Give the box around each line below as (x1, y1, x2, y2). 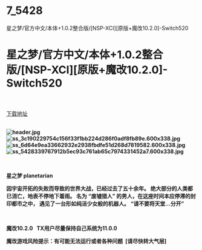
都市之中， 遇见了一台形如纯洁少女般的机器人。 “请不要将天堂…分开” (11, 200, 184, 207)
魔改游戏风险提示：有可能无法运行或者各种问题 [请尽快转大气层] (6, 237, 167, 245)
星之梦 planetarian (6, 172, 53, 179)
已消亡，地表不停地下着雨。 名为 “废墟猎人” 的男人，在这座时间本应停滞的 (6, 192, 191, 200)
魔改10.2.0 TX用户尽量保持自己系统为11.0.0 (6, 225, 117, 232)
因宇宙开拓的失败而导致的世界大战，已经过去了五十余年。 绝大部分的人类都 (6, 185, 194, 192)
